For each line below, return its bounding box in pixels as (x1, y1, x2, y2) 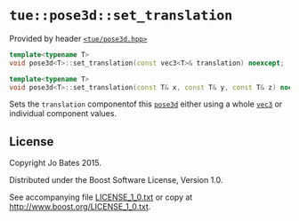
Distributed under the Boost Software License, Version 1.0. (9, 175, 223, 185)
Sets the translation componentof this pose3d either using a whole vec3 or (9, 99, 283, 109)
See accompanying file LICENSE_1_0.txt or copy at (9, 192, 193, 202)
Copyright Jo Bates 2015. (9, 158, 102, 169)
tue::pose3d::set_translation (9, 7, 233, 24)
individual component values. (9, 108, 117, 119)
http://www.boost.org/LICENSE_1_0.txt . (9, 201, 151, 212)
